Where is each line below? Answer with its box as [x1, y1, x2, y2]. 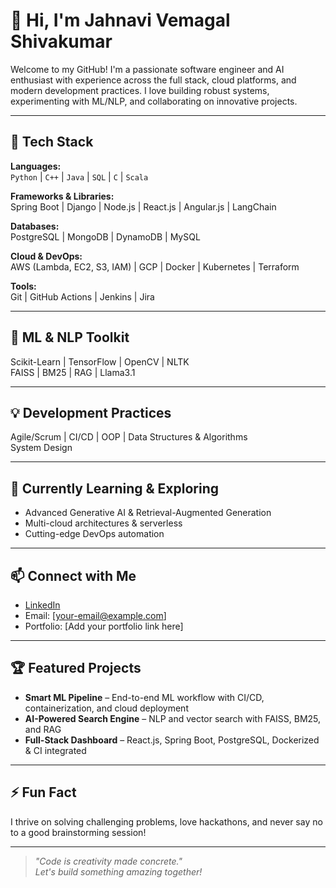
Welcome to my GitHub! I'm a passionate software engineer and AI [10, 63, 285, 75]
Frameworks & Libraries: [10, 190, 115, 202]
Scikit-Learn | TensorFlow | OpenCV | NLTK [10, 355, 190, 368]
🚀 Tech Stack [10, 134, 94, 151]
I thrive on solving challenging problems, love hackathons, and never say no [10, 815, 323, 828]
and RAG [24, 723, 62, 735]
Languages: [10, 160, 62, 172]
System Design [10, 442, 73, 454]
